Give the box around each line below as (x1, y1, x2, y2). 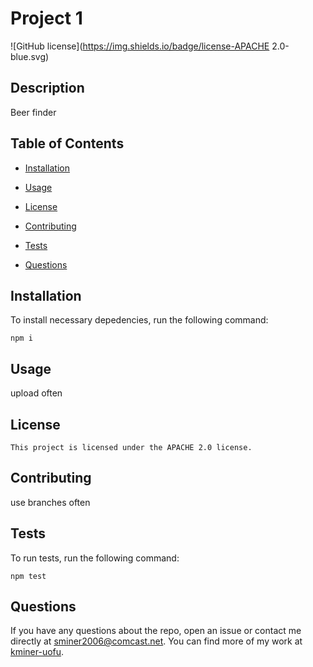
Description (10, 80, 85, 97)
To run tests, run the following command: (10, 552, 180, 564)
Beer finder (10, 106, 57, 118)
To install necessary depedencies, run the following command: (10, 314, 269, 326)
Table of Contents (10, 135, 125, 152)
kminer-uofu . (10, 646, 65, 658)
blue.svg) (10, 50, 50, 62)
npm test (10, 571, 47, 581)
